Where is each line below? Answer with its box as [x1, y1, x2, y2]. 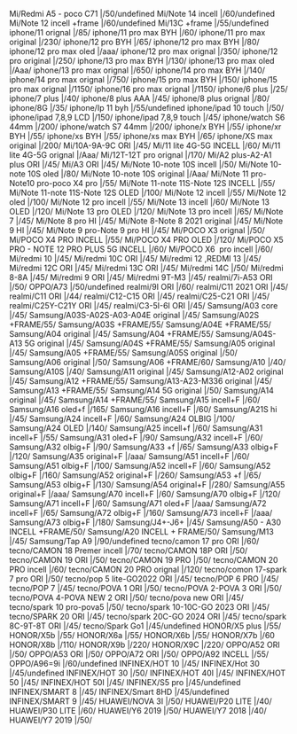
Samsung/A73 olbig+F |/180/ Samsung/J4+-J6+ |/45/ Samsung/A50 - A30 [9, 517, 282, 527]
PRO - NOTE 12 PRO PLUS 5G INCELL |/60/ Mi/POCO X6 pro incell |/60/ [9, 244, 273, 254]
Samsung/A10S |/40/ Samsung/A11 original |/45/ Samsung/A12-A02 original [9, 366, 284, 377]
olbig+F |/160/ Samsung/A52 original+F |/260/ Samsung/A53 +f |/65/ [9, 470, 262, 480]
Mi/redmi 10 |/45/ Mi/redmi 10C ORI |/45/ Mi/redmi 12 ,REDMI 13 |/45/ [9, 254, 262, 263]
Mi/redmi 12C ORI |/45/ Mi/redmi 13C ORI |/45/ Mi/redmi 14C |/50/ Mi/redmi [9, 262, 284, 273]
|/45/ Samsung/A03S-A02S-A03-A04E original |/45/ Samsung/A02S [9, 310, 260, 320]
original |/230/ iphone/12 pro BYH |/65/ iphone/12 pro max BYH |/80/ [9, 36, 260, 47]
